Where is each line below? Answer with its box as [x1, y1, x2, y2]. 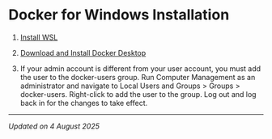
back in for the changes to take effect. [19, 98, 148, 107]
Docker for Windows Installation [8, 6, 230, 24]
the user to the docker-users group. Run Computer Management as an [19, 72, 256, 82]
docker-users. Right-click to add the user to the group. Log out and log [19, 89, 257, 99]
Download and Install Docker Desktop [19, 48, 147, 57]
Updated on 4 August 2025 [8, 121, 100, 131]
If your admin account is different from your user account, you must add [19, 63, 261, 74]
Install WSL [19, 32, 58, 42]
